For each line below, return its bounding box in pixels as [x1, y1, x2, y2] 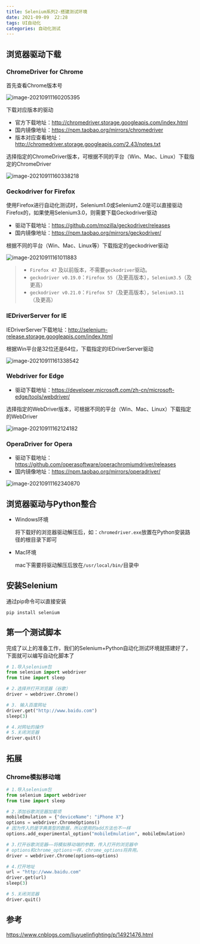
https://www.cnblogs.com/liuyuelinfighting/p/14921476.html [6, 931, 153, 938]
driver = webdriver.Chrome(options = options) [6, 852, 119, 859]
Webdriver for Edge [6, 372, 64, 380]
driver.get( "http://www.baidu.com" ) [6, 708, 97, 714]
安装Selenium [6, 581, 58, 591]
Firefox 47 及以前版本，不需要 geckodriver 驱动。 [29, 266, 150, 274]
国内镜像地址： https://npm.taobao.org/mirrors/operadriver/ [14, 468, 161, 475]
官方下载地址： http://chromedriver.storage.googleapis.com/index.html [14, 119, 188, 126]
